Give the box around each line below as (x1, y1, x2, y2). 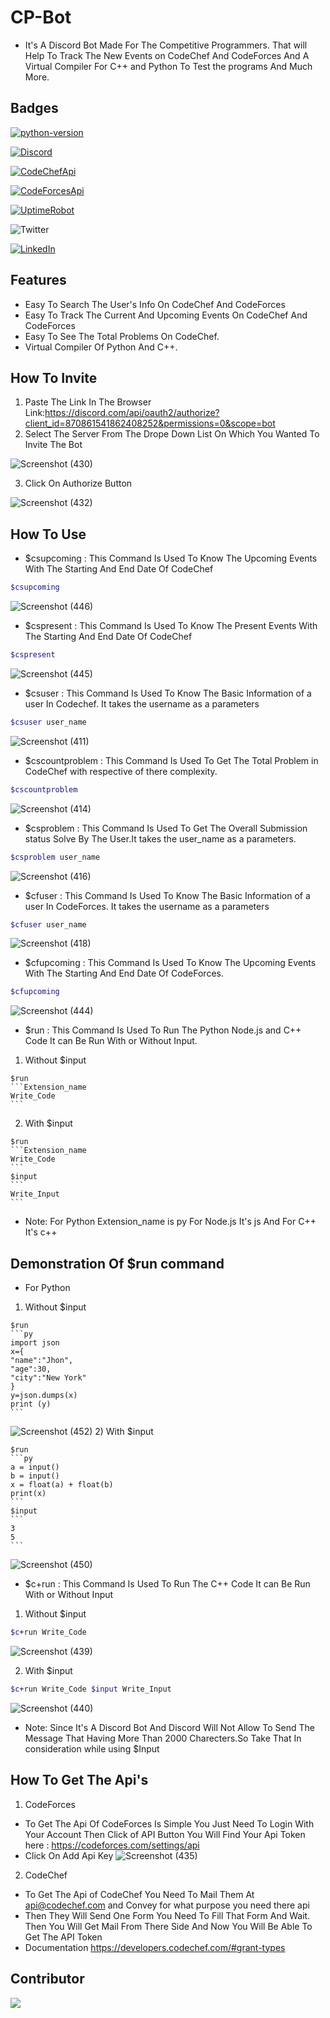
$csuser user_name (10, 717, 87, 727)
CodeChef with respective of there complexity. (24, 765, 218, 777)
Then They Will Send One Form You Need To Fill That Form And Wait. (24, 1909, 311, 1921)
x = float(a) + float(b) (10, 1480, 114, 1490)
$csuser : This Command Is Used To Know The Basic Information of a (24, 687, 312, 699)
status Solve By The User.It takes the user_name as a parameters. (24, 832, 297, 845)
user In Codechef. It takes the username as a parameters (24, 697, 260, 710)
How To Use (10, 526, 87, 543)
